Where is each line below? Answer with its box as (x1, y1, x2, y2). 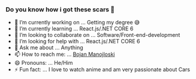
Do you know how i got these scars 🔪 (5, 5, 115, 14)
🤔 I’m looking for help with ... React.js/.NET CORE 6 (14, 38, 140, 45)
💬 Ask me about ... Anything (14, 44, 83, 51)
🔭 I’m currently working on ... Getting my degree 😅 (14, 19, 140, 26)
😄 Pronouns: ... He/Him (14, 59, 73, 67)
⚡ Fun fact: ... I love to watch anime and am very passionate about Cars (14, 66, 191, 73)
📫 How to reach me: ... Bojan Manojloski (14, 50, 115, 58)
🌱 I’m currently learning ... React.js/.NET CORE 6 (14, 25, 134, 32)
